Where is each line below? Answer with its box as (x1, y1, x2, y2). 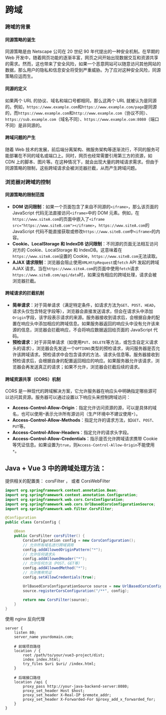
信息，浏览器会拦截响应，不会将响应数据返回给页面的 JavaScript (21, 327, 152, 333)
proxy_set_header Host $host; (23, 688, 85, 693)
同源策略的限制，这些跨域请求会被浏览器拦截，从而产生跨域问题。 (5, 165, 139, 171)
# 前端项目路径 (14, 644, 41, 649)
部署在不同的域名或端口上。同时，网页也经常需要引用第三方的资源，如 (9, 152, 152, 158)
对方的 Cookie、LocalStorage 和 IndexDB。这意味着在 (12, 247, 123, 253)
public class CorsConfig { (5, 520, 61, 525)
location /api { (14, 680, 48, 685)
